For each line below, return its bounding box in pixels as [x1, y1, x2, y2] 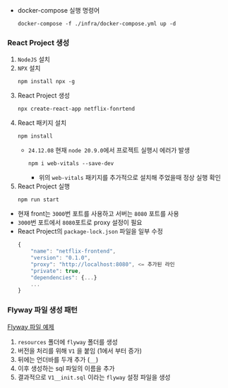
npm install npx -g [17, 78, 76, 85]
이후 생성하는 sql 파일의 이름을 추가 [17, 364, 115, 372]
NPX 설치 [17, 64, 41, 73]
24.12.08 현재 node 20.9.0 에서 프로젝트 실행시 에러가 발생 [28, 146, 191, 154]
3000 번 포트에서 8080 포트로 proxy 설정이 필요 [17, 218, 143, 227]
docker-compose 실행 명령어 [17, 6, 100, 14]
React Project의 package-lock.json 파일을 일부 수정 [17, 227, 164, 236]
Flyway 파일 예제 [7, 322, 54, 331]
